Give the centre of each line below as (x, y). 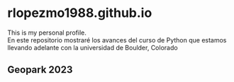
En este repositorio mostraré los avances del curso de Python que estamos (117, 40)
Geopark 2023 (40, 70)
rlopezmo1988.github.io (80, 13)
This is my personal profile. (47, 33)
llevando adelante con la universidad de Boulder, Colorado (93, 47)
